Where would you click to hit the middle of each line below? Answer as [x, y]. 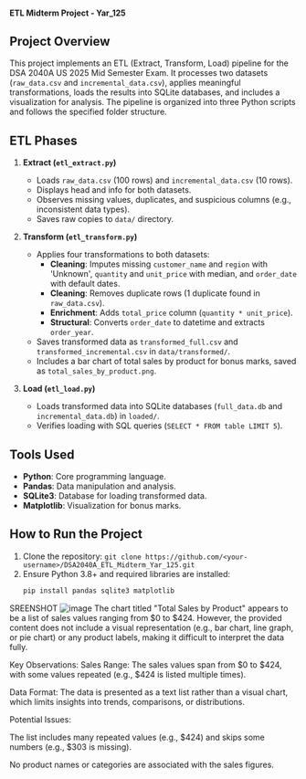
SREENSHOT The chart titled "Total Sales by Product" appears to [149, 608]
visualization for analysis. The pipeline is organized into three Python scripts [153, 102]
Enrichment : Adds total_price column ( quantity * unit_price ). [172, 313]
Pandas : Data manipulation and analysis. [99, 486]
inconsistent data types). [83, 209]
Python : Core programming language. [94, 477]
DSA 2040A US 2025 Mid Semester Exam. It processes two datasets [139, 73]
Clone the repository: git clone [82, 556]
